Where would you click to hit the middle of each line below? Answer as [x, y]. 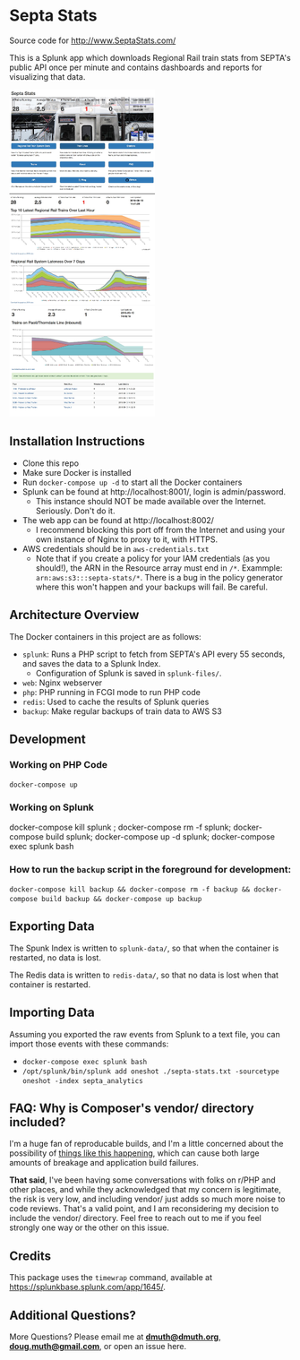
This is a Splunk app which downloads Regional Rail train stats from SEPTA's [150, 57]
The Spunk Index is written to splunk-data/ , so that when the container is [144, 948]
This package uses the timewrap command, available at [111, 1278]
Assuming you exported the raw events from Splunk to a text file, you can [145, 1034]
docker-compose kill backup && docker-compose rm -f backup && [130, 889]
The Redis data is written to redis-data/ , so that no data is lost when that [144, 975]
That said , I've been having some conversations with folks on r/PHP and [142, 1180]
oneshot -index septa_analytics [82, 1080]
